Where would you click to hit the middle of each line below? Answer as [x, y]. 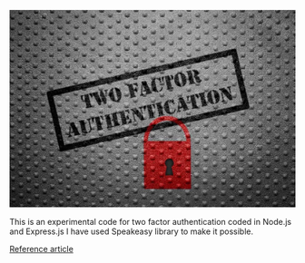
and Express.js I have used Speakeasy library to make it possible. [132, 231]
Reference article [42, 249]
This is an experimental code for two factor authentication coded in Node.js [151, 222]
